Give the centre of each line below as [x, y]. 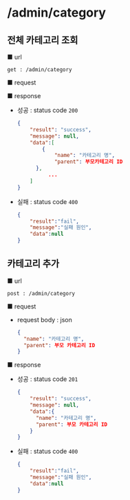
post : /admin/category [41, 293]
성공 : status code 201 [47, 379]
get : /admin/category [40, 70]
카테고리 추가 [33, 264]
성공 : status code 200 [47, 110]
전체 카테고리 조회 [43, 40]
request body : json [44, 320]
